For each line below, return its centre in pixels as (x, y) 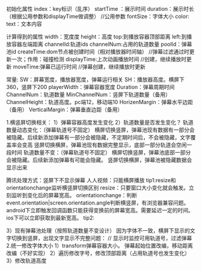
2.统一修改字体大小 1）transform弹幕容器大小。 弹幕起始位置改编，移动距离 (100, 246)
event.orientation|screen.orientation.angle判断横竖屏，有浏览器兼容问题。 (98, 203)
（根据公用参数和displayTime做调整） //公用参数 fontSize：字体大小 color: (98, 16)
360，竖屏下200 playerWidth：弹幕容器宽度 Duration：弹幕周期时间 (90, 87)
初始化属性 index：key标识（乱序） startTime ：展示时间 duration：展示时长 (100, 9)
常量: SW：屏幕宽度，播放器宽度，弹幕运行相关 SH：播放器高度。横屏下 (96, 79)
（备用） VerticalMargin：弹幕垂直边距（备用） (65, 109)
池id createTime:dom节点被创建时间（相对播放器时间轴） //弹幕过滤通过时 (98, 52)
